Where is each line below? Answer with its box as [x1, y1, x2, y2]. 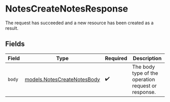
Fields [5, 40, 25, 48]
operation [132, 76, 155, 83]
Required [105, 55, 127, 62]
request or [132, 82, 157, 89]
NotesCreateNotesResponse [5, 3, 129, 15]
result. [5, 25, 19, 31]
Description [133, 55, 162, 62]
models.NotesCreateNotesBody [24, 76, 100, 83]
